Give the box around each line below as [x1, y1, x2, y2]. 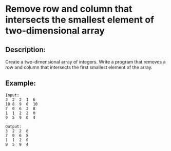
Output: [5, 124, 22, 129]
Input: [5, 93, 20, 98]
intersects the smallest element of [5, 14, 155, 26]
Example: [5, 79, 36, 88]
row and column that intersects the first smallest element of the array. [5, 64, 153, 70]
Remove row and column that [5, 3, 132, 15]
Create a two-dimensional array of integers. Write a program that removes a [5, 59, 166, 64]
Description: [5, 45, 46, 54]
